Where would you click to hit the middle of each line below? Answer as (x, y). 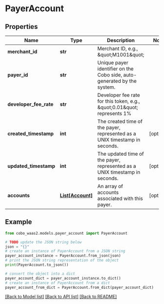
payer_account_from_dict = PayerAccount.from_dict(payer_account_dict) (79, 287)
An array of (110, 186)
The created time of (120, 121)
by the (129, 81)
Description (121, 40)
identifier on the (115, 69)
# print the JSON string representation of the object (62, 260)
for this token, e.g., (119, 101)
